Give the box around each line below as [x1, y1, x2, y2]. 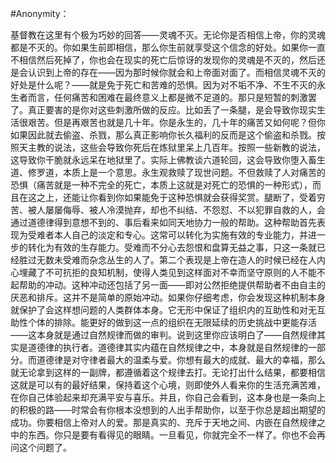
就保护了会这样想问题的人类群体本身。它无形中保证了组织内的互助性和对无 [10, 304, 317, 316]
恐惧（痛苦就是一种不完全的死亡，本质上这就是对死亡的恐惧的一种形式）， [10, 179, 313, 191]
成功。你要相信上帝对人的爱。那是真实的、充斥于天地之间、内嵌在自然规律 [10, 417, 317, 428]
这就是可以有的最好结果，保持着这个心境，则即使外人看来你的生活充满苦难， [10, 379, 326, 391]
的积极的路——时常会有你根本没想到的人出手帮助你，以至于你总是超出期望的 [10, 404, 326, 416]
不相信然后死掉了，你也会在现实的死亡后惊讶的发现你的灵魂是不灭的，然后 [10, 54, 317, 66]
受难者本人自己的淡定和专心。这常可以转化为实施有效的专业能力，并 [27, 229, 308, 241]
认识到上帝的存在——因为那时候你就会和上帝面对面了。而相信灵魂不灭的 [27, 67, 326, 78]
